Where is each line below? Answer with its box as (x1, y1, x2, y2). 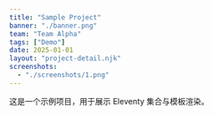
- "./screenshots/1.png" (17, 71, 110, 80)
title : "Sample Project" (9, 12, 102, 22)
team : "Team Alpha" (9, 29, 82, 38)
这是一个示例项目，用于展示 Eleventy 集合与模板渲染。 (9, 96, 209, 106)
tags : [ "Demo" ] (9, 37, 66, 47)
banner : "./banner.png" (9, 21, 98, 30)
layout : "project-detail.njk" (9, 54, 122, 63)
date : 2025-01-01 (9, 46, 74, 55)
